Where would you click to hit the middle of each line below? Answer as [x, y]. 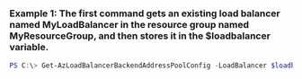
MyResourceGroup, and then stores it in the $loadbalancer [140, 36]
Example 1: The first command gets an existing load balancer [145, 13]
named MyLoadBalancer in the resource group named [129, 24]
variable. [29, 47]
